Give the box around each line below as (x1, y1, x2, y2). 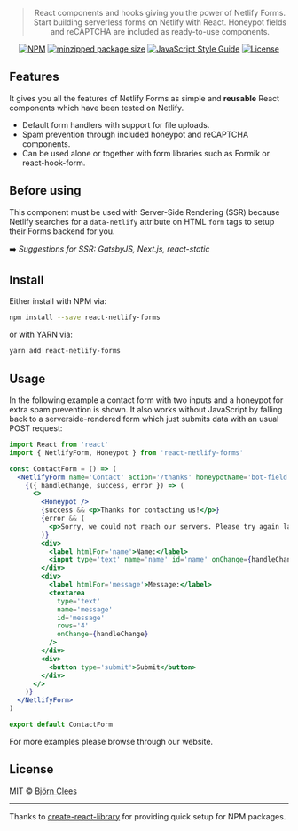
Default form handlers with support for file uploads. (21, 119, 210, 130)
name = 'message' (56, 604, 114, 614)
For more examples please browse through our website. (9, 736, 214, 747)
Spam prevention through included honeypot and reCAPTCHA (21, 129, 249, 140)
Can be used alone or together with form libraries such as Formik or (21, 148, 271, 158)
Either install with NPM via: (9, 296, 107, 307)
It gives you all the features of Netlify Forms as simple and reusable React (9, 92, 280, 103)
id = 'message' (56, 613, 105, 622)
